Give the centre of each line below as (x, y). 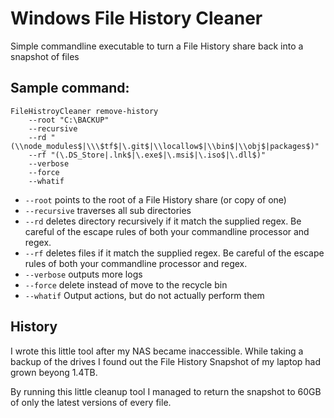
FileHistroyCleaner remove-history (84, 111)
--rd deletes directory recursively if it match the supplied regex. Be (163, 221)
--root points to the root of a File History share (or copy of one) (155, 199)
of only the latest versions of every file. (91, 402)
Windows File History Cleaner (136, 18)
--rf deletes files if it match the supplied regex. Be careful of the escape (174, 253)
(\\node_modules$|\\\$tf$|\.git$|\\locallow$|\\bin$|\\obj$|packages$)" (165, 146)
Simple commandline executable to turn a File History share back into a (157, 46)
